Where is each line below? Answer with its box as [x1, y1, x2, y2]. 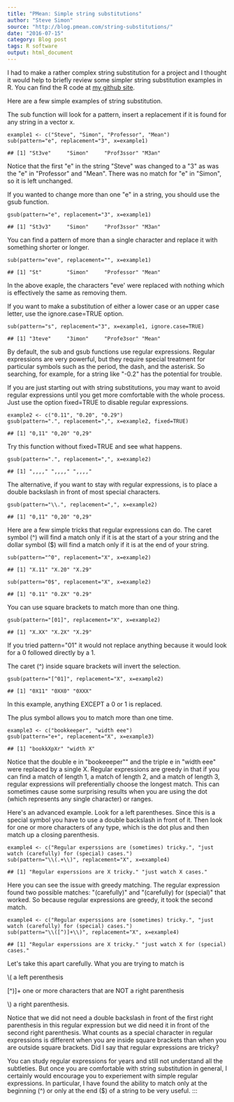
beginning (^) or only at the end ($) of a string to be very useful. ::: [7, 1086, 198, 1094]
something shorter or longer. [7, 242, 89, 252]
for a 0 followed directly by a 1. [7, 648, 96, 657]
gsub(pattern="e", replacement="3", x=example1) [7, 211, 152, 218]
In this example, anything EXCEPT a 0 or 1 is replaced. [7, 699, 163, 708]
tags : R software [7, 43, 58, 50]
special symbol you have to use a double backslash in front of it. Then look [7, 815, 223, 824]
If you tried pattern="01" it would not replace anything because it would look [7, 641, 227, 649]
